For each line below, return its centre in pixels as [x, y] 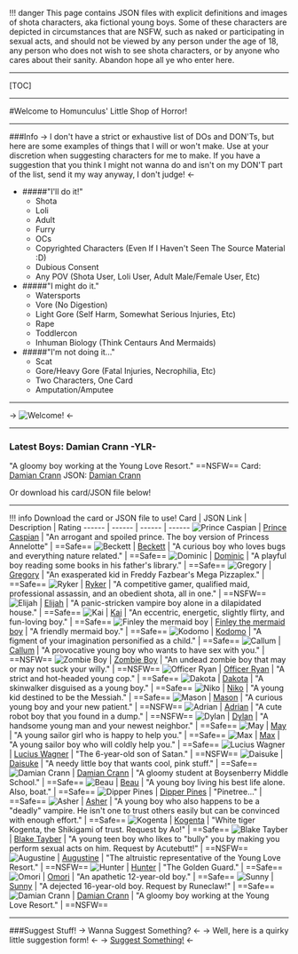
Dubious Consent [67, 267]
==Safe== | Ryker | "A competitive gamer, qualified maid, [129, 584]
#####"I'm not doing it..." [68, 352]
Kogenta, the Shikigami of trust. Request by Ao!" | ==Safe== [120, 830]
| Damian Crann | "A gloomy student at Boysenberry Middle [180, 773]
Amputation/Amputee [74, 390]
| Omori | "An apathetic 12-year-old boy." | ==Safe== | [158, 877]
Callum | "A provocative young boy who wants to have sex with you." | [137, 650]
